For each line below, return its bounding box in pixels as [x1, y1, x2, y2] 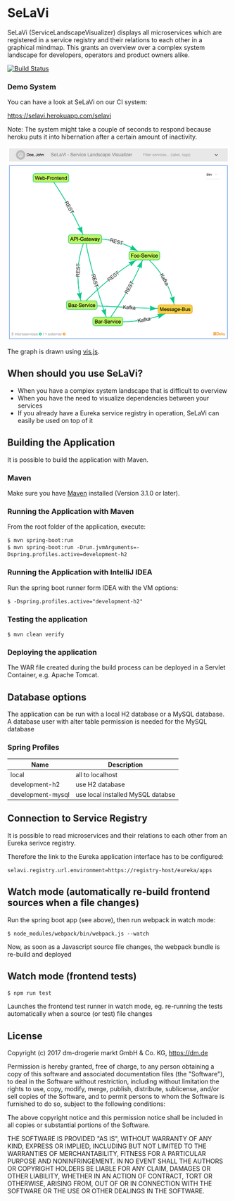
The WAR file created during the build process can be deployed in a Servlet [7, 663, 226, 672]
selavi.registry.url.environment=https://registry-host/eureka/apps [7, 867, 212, 874]
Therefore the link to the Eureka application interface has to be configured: [7, 852, 224, 860]
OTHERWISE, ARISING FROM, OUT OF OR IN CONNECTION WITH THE [7, 1179, 212, 1188]
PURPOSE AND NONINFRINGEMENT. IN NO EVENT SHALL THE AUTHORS [7, 1157, 224, 1166]
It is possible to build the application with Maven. [7, 455, 149, 464]
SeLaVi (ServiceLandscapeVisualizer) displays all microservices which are [7, 28, 222, 37]
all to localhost [75, 771, 118, 779]
